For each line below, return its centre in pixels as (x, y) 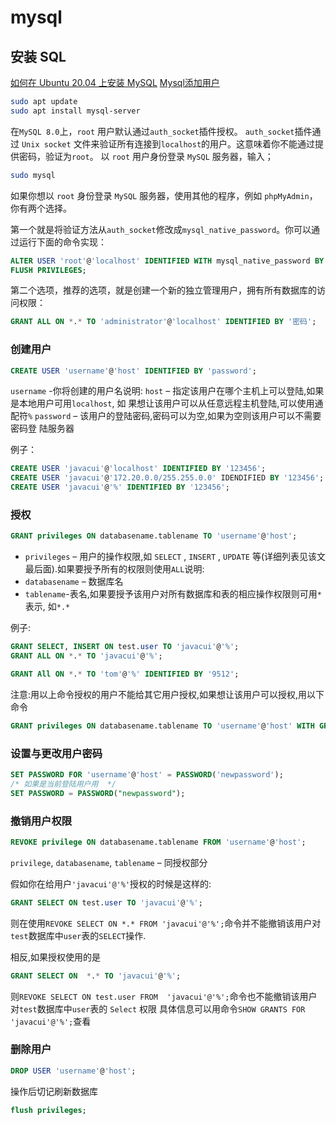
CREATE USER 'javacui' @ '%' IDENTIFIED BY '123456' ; (120, 487)
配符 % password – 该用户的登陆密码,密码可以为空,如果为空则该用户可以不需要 (166, 416)
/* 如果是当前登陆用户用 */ (63, 784)
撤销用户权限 (41, 821)
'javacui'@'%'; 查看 (51, 1021)
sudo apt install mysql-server (75, 111)
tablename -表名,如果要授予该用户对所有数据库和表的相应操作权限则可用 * (173, 594)
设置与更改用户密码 (56, 753)
